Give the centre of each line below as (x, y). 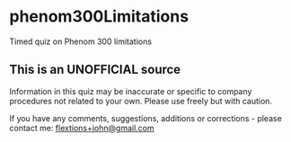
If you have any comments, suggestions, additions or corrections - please (146, 118)
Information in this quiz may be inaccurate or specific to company (131, 91)
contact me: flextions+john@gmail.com (82, 128)
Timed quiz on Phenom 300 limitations (81, 41)
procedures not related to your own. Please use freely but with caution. (141, 101)
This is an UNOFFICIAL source (95, 70)
